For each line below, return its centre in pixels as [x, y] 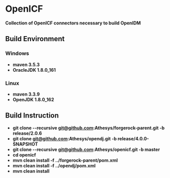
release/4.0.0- [133, 138]
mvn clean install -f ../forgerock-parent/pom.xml [65, 160]
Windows [17, 53]
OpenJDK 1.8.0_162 [33, 99]
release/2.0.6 [27, 133]
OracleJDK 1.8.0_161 [34, 70]
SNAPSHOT [25, 144]
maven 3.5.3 [26, 65]
